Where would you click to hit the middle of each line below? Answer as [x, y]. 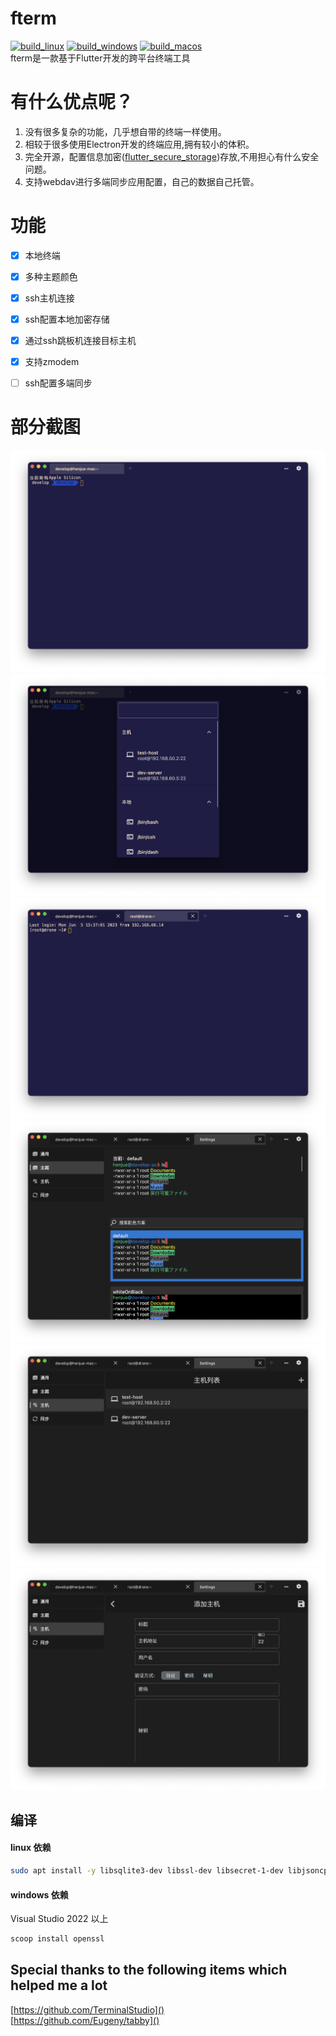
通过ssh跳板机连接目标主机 [80, 341]
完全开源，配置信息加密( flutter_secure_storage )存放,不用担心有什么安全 [172, 156]
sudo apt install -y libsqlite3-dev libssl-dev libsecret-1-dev [147, 1871]
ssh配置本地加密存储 [67, 319]
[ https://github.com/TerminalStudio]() [87, 2009]
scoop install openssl [57, 1939]
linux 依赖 [31, 1848]
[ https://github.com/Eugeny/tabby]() [85, 2020]
